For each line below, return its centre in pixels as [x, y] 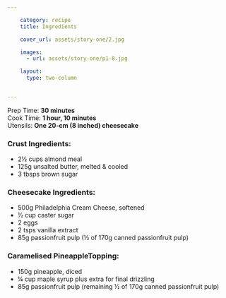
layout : [31, 71]
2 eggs [28, 222]
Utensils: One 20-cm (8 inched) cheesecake [73, 125]
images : [31, 52]
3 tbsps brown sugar [48, 174]
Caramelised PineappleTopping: [64, 256]
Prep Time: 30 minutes [41, 110]
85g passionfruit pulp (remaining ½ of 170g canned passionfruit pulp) [118, 286]
